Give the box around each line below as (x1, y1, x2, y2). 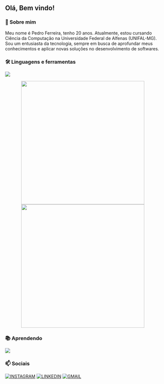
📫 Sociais (5, 360, 30, 367)
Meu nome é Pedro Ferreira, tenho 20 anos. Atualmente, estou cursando (5, 30, 152, 36)
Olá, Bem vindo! (5, 4, 55, 12)
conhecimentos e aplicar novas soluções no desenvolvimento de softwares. (5, 45, 159, 51)
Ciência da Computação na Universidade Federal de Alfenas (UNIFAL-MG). (5, 35, 157, 41)
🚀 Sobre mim (5, 19, 36, 26)
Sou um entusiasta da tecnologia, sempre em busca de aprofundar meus (5, 40, 153, 46)
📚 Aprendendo (5, 335, 43, 342)
